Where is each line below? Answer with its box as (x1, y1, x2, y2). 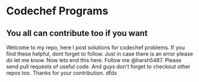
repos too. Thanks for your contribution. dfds (6, 69, 117, 76)
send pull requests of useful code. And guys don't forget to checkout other (6, 63, 191, 70)
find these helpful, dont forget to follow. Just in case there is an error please (6, 50, 193, 57)
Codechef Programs (6, 4, 109, 18)
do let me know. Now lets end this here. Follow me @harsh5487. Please (6, 57, 182, 63)
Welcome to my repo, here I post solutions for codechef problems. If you (6, 44, 185, 51)
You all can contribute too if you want (6, 28, 148, 38)
